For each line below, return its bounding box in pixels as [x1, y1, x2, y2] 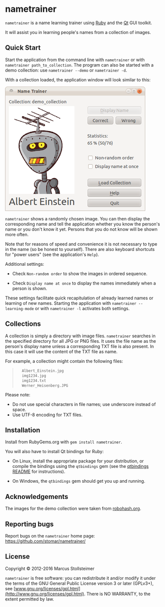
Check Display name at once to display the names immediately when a [12, 280, 156, 286]
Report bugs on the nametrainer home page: [5, 533, 95, 538]
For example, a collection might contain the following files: [5, 358, 123, 364]
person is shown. [12, 285, 48, 291]
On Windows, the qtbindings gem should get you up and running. [12, 478, 145, 484]
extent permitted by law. [5, 596, 54, 602]
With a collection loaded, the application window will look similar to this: [5, 76, 151, 82]
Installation [5, 426, 40, 434]
